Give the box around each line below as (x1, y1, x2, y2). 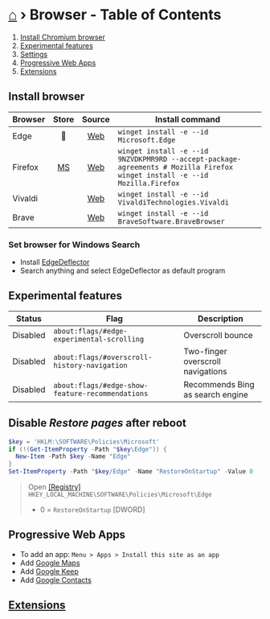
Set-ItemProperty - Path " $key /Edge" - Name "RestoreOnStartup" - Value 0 (8, 468, 253, 476)
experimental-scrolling (53, 334, 145, 344)
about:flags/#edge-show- (53, 381, 149, 390)
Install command (155, 113, 221, 125)
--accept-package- (171, 155, 242, 163)
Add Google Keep (19, 566, 79, 576)
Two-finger (183, 345, 227, 357)
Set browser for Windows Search (8, 239, 141, 250)
